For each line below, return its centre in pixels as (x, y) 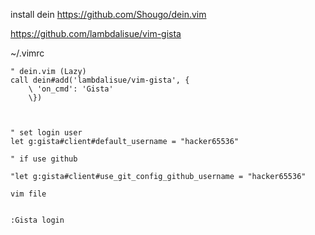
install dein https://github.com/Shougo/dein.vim (108, 14)
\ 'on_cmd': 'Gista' (71, 89)
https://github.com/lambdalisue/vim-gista (96, 33)
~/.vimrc (27, 53)
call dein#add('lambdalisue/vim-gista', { (100, 80)
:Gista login (37, 220)
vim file (28, 194)
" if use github (44, 159)
